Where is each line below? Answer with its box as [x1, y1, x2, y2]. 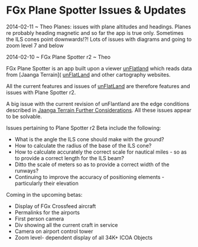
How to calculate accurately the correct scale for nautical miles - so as [14, 148, 187, 155]
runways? [14, 167, 39, 174]
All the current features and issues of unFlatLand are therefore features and [6, 82, 190, 89]
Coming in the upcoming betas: [6, 191, 83, 198]
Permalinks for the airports [14, 209, 80, 216]
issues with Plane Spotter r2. [6, 89, 76, 96]
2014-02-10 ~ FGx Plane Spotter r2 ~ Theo [6, 53, 111, 60]
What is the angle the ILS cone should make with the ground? [14, 135, 164, 142]
